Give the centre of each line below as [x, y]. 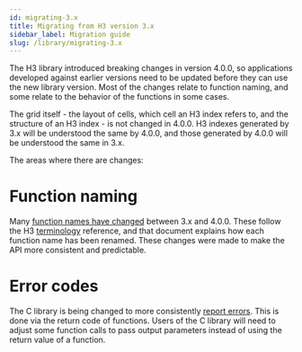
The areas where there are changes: [76, 160]
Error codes [54, 286]
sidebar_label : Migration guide [70, 34]
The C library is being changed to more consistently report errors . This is [144, 312]
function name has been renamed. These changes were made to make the [147, 241]
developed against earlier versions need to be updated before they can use [149, 78]
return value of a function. [58, 340]
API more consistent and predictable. [78, 250]
